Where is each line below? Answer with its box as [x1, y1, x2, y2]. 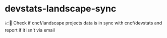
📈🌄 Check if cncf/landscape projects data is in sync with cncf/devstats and [5, 19, 162, 25]
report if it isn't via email [5, 27, 55, 33]
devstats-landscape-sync [5, 3, 117, 14]
